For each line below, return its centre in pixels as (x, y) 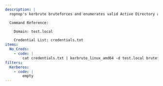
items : (12, 45)
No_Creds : (19, 49)
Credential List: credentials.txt (49, 40)
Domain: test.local (33, 31)
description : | (20, 9)
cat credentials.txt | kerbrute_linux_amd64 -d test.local (83, 58)
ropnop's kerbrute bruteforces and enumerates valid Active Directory (82, 14)
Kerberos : (19, 67)
